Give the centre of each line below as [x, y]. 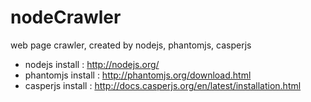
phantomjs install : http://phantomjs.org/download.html [138, 75]
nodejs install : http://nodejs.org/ [92, 64]
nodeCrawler [66, 17]
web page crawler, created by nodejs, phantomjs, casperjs [131, 45]
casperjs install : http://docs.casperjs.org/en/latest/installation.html [163, 85]
